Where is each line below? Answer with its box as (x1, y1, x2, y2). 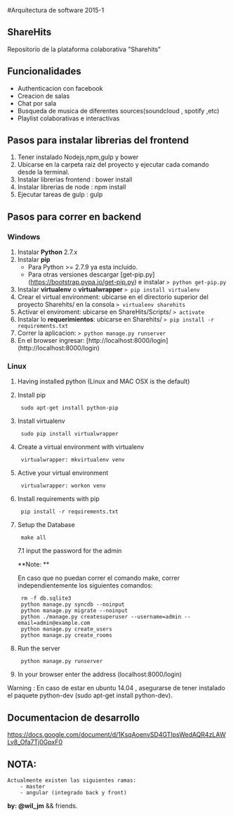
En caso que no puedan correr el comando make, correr (17, 574, 180, 583)
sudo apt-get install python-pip (20, 405, 119, 412)
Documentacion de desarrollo (7, 711, 140, 723)
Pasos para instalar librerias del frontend (7, 134, 189, 146)
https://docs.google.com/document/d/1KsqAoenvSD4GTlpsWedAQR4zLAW (7, 730, 226, 739)
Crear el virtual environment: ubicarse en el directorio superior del (17, 293, 209, 301)
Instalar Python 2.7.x (17, 248, 78, 256)
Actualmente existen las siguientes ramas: (7, 777, 137, 784)
